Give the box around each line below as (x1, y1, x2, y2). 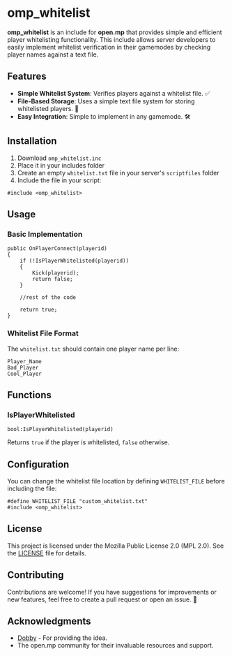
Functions (7, 389, 52, 401)
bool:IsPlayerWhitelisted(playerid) (7, 426, 114, 433)
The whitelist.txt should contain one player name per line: (7, 344, 180, 353)
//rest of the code (20, 294, 77, 301)
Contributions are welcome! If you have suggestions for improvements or (7, 588, 217, 596)
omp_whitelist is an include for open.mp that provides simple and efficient (7, 28, 222, 36)
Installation (7, 135, 57, 147)
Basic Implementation (7, 229, 83, 239)
